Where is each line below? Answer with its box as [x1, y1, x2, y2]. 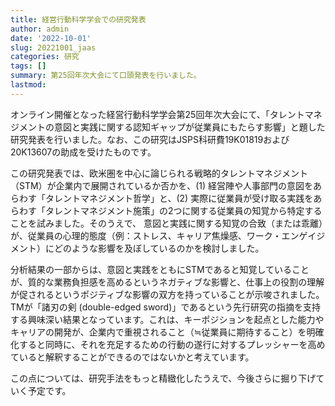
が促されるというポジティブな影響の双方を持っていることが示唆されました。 [10, 288, 325, 300]
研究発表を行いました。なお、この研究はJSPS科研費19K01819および [10, 133, 290, 145]
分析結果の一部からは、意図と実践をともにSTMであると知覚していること [10, 263, 310, 275]
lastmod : [10, 80, 47, 90]
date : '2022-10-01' [10, 33, 92, 43]
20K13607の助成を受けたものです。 [10, 146, 157, 158]
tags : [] [10, 61, 47, 71]
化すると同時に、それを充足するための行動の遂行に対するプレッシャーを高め [10, 338, 326, 350]
